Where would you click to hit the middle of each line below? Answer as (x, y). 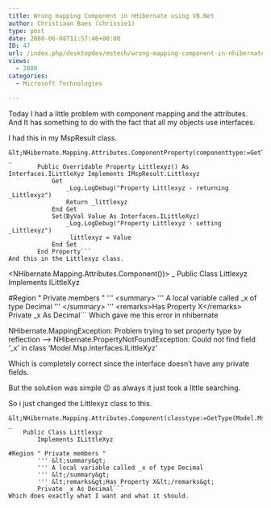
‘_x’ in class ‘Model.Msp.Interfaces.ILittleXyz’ (83, 347)
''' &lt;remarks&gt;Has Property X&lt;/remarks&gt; (126, 481)
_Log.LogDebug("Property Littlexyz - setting (144, 223)
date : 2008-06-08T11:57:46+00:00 (65, 38)
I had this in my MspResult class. (63, 137)
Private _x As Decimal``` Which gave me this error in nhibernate (113, 315)
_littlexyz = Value (98, 237)
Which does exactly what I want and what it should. (99, 496)
